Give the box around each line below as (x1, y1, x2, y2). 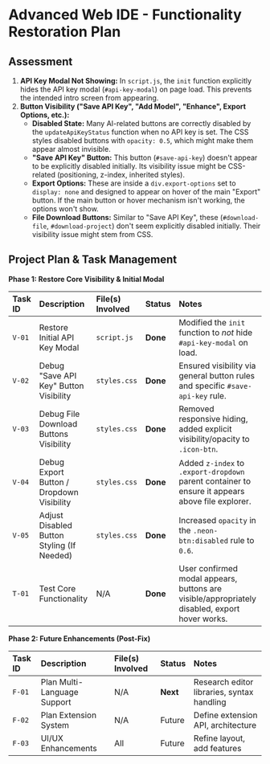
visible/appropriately (178, 593, 257, 604)
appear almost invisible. (31, 145, 111, 153)
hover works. (178, 613, 228, 624)
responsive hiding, (178, 413, 248, 424)
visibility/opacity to (178, 433, 251, 444)
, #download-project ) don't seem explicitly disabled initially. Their (47, 221, 261, 231)
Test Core (39, 582, 76, 594)
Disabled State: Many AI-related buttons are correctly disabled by (31, 119, 252, 128)
